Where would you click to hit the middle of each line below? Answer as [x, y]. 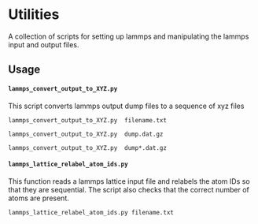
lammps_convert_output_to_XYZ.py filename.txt [88, 120]
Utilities [34, 15]
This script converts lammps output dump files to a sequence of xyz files [126, 106]
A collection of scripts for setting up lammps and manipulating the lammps [129, 36]
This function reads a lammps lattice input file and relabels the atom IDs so [129, 181]
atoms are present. [39, 198]
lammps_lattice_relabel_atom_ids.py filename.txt [91, 212]
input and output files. [44, 44]
